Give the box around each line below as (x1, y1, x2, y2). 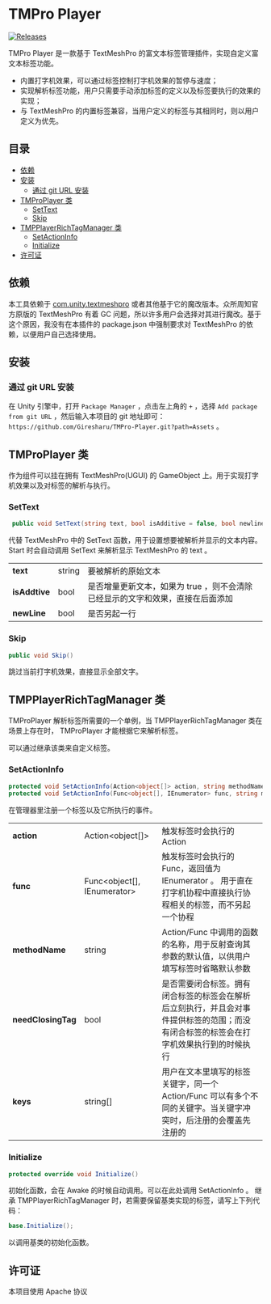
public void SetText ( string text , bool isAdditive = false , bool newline (11, 519, 265, 528)
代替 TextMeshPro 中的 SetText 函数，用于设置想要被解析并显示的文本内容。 (8, 536, 262, 545)
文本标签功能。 (8, 58, 58, 68)
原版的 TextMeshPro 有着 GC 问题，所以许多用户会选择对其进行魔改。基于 (15, 309, 262, 319)
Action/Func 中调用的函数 (161, 927, 259, 938)
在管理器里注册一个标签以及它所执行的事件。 (8, 806, 157, 815)
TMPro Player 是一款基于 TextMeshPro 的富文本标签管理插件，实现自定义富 (8, 48, 259, 57)
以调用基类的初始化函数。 (8, 1238, 94, 1247)
